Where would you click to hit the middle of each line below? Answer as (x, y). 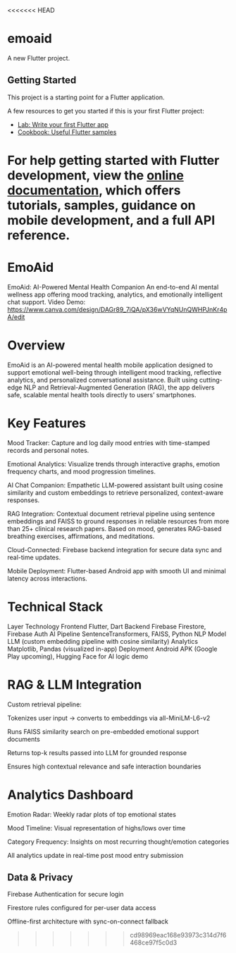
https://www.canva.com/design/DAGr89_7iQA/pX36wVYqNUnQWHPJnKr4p (117, 309)
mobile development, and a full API (111, 220)
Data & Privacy (40, 877)
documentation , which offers (94, 190)
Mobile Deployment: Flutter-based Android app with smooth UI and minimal (117, 571)
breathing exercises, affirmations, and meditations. (81, 536)
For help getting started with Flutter (113, 160)
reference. (39, 235)
